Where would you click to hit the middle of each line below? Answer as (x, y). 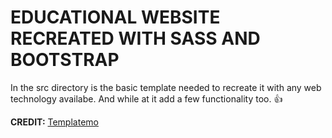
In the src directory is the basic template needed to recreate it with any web (166, 87)
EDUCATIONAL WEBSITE (115, 17)
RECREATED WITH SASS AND (135, 38)
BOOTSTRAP (65, 60)
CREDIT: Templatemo (54, 122)
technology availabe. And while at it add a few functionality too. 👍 (146, 98)
